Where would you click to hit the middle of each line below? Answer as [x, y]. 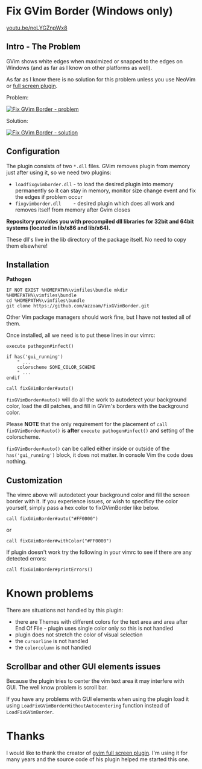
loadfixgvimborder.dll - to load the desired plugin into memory [94, 184]
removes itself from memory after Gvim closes [73, 210]
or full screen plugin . [32, 86]
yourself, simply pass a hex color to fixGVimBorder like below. [83, 508]
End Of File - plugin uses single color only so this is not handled [94, 629]
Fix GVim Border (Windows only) [90, 11]
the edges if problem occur [49, 196]
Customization [35, 480]
